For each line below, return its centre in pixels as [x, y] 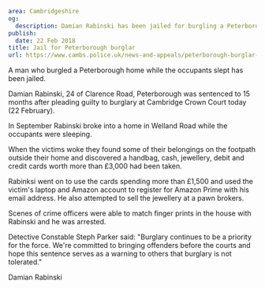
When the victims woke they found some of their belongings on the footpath [132, 150]
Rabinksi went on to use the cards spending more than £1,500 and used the [131, 182]
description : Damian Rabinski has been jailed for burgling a [119, 26]
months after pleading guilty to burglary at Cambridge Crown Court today [127, 102]
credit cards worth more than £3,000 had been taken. [95, 166]
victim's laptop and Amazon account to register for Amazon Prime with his [129, 190]
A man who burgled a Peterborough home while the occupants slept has [126, 70]
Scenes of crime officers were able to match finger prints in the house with [130, 213]
